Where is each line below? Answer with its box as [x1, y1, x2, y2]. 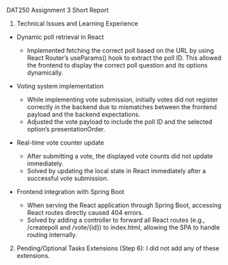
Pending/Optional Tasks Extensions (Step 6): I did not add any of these [16, 244, 220, 252]
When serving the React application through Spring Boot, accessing [26, 201, 222, 209]
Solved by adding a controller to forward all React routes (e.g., [26, 216, 206, 224]
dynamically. [26, 69, 64, 77]
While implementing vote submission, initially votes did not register [26, 95, 218, 104]
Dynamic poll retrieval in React [16, 33, 104, 41]
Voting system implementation [16, 82, 104, 90]
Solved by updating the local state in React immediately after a [26, 167, 206, 175]
